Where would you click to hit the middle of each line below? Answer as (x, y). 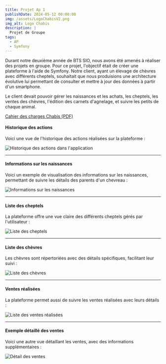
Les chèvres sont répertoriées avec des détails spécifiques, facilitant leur (80, 258)
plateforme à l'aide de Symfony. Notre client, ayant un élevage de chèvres (81, 71)
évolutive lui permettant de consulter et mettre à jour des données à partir (80, 81)
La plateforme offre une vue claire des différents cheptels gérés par (74, 217)
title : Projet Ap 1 (25, 10)
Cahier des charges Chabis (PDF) (39, 116)
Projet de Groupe (27, 33)
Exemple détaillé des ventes (35, 330)
